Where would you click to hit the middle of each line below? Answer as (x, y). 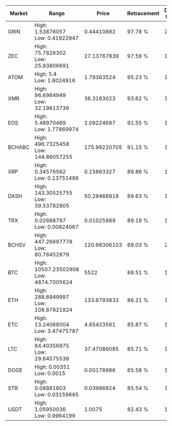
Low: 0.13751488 (57, 178)
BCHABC (19, 147)
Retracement (143, 13)
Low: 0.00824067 (57, 227)
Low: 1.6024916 (55, 80)
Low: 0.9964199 (55, 416)
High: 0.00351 (52, 367)
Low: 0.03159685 (57, 394)
